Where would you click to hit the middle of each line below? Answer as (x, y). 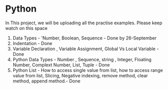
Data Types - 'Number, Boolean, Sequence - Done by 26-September (85, 38)
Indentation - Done (32, 43)
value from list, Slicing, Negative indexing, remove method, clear (80, 75)
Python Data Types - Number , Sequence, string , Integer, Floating (82, 59)
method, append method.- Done (46, 81)
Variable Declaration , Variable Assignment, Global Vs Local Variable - (86, 49)
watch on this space (26, 28)
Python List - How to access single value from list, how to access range (88, 70)
